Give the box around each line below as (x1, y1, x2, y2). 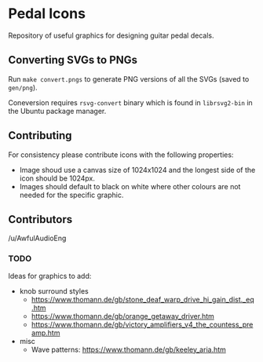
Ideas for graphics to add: (8, 271, 92, 280)
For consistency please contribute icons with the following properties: (8, 150, 234, 159)
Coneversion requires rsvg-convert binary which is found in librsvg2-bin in (8, 97, 253, 107)
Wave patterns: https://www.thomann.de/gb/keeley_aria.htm (31, 345, 226, 354)
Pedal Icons (8, 5, 86, 23)
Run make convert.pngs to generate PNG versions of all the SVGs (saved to (8, 74, 250, 83)
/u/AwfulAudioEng (8, 233, 67, 243)
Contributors (8, 213, 73, 226)
